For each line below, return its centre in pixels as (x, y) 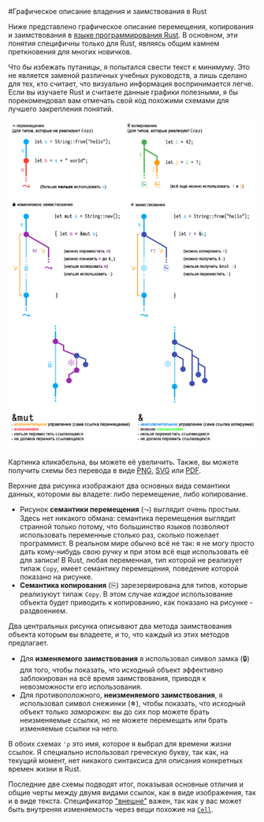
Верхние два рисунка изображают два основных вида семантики (119, 486)
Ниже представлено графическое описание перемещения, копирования (131, 26)
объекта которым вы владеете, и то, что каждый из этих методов (119, 634)
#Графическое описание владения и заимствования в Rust (108, 11)
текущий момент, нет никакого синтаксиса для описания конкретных (125, 761)
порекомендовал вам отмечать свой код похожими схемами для (119, 100)
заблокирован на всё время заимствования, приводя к (113, 679)
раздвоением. (43, 611)
